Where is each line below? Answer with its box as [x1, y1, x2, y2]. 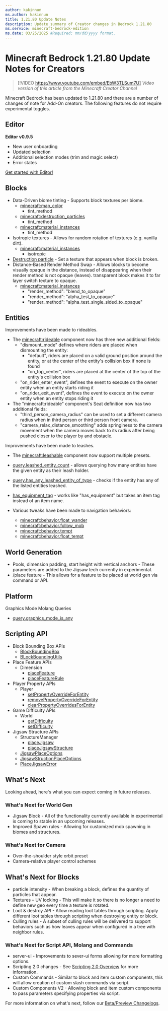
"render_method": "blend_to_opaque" [27, 288, 106, 294]
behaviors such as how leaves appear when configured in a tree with [12, 924, 156, 930]
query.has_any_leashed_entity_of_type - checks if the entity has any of [12, 477, 159, 484]
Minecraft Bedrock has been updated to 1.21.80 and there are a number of [5, 95, 158, 101]
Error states [12, 159, 37, 165]
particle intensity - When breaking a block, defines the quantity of [12, 886, 149, 892]
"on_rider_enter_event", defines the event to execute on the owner [20, 379, 157, 385]
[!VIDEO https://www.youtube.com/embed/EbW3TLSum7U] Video [17, 80, 154, 86]
